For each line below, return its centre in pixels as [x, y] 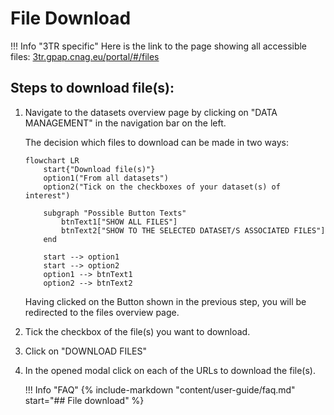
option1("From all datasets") [106, 178]
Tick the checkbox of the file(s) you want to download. [137, 331]
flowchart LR [52, 160]
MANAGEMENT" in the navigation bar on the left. [125, 123]
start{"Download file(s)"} [99, 169]
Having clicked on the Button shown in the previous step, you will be [165, 301]
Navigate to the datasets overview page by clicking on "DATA [151, 112]
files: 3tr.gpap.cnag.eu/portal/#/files [85, 56]
